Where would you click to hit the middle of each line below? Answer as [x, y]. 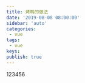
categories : [21, 29]
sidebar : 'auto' [27, 23]
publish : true [24, 57]
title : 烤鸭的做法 [27, 12]
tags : [13, 40]
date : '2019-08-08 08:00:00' [43, 18]
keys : [13, 51]
